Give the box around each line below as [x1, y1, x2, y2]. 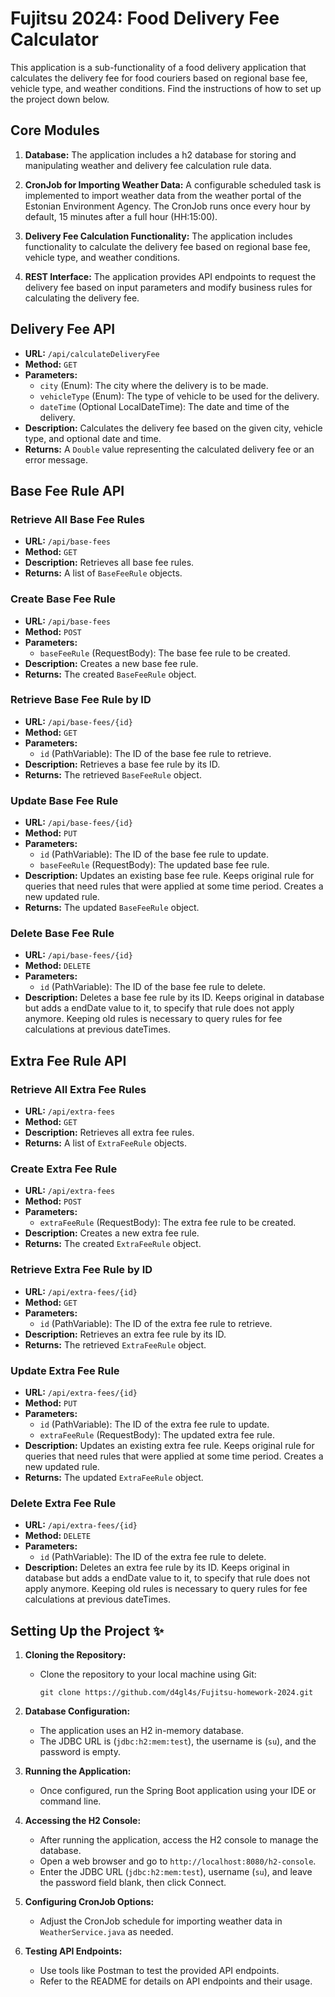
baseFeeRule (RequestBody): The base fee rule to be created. [39, 647, 291, 659]
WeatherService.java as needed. [39, 1926, 174, 1938]
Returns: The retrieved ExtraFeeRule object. [24, 1338, 207, 1351]
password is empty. [39, 1746, 121, 1758]
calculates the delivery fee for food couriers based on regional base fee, [10, 72, 308, 84]
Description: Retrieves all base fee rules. [24, 557, 195, 569]
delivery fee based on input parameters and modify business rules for [24, 281, 313, 293]
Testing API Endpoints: [24, 1945, 123, 1957]
